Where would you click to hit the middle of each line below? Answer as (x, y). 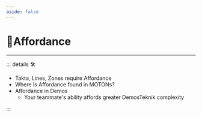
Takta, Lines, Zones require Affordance (63, 78)
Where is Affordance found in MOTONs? (65, 84)
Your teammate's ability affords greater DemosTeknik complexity (104, 97)
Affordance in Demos (41, 91)
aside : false (23, 12)
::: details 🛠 (21, 64)
